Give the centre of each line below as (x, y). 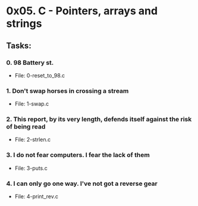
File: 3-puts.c (31, 168)
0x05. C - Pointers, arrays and (82, 11)
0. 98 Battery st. (30, 63)
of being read (26, 127)
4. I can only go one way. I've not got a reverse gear (82, 183)
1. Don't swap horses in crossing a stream (67, 90)
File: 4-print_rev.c (36, 196)
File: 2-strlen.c (33, 140)
